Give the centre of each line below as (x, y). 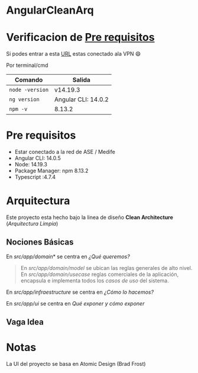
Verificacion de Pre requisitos (80, 38)
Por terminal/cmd (27, 65)
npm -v (18, 109)
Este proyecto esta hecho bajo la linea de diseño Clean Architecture (90, 217)
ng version (24, 99)
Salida (81, 80)
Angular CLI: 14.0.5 (38, 158)
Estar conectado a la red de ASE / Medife (65, 152)
